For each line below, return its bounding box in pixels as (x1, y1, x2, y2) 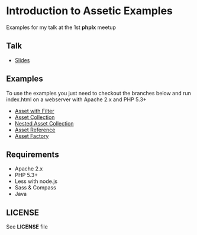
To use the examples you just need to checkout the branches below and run (6, 89, 191, 96)
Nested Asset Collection (14, 120, 74, 127)
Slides (14, 56, 30, 63)
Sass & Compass (14, 184, 56, 191)
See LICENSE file (6, 223, 49, 230)
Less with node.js (14, 178, 58, 185)
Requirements (6, 149, 59, 159)
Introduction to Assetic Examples (6, 4, 173, 18)
